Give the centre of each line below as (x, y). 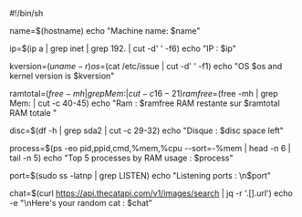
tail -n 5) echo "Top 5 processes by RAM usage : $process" (122, 158)
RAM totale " (33, 113)
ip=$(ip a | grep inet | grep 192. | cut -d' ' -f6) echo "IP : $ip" (123, 48)
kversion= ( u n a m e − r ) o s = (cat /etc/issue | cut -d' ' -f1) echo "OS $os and (146, 66)
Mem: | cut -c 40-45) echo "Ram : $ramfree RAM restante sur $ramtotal (145, 103)
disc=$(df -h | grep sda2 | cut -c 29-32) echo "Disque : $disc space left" (147, 130)
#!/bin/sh (26, 13)
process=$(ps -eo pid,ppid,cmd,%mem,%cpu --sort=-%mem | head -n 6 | (150, 148)
